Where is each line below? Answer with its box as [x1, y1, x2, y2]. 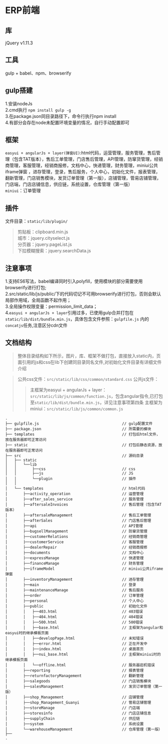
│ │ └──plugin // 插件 [5, 476, 136, 481]
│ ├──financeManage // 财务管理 [5, 561, 144, 566]
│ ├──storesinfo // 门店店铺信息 [5, 711, 151, 716]
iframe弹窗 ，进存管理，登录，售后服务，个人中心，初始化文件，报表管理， [5, 169, 160, 175]
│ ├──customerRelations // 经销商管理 [5, 534, 148, 539]
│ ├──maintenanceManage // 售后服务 [5, 587, 144, 592]
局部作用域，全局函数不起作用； [5, 297, 71, 303]
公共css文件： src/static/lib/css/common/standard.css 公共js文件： [17, 376, 159, 382]
